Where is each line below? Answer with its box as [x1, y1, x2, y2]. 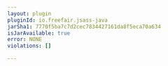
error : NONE [7, 36, 42, 43]
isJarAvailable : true [7, 29, 71, 37]
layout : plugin [7, 10, 52, 17]
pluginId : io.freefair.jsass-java [7, 17, 108, 24]
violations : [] [7, 42, 52, 49]
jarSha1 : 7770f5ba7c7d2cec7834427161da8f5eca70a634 [7, 23, 161, 30]
